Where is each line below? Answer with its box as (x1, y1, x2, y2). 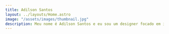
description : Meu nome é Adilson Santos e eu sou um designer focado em (5, 21, 161, 26)
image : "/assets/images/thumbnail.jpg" (5, 16, 89, 21)
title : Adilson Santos (5, 7, 53, 12)
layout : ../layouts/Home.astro (5, 12, 71, 17)
